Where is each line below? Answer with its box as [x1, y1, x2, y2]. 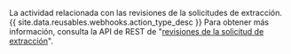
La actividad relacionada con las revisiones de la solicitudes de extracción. [9, 8, 282, 18]
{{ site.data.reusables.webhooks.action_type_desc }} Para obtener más [9, 17, 269, 27]
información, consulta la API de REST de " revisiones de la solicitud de [9, 27, 264, 36]
